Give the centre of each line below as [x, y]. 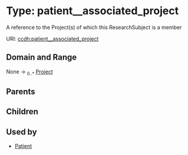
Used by [22, 132]
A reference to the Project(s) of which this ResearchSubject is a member [94, 27]
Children [22, 112]
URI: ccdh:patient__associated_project [52, 38]
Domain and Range [42, 57]
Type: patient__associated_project [92, 11]
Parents [21, 91]
